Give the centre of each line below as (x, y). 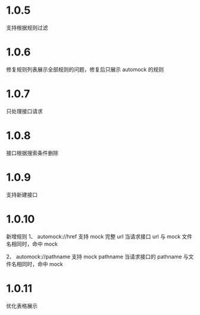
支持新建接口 (22, 194)
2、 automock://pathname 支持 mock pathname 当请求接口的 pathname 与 (97, 257)
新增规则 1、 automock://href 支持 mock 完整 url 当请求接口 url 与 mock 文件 (99, 236)
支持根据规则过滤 (27, 27)
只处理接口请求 (24, 111)
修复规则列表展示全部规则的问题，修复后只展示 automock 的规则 (85, 69)
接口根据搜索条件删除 (32, 153)
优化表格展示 (22, 305)
